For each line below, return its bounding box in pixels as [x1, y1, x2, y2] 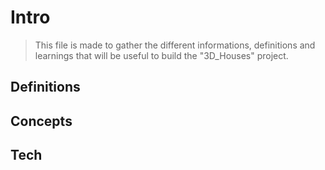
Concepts [10, 112, 73, 130]
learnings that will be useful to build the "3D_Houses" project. [34, 49, 289, 61]
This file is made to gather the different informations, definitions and [34, 39, 316, 51]
